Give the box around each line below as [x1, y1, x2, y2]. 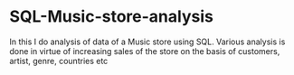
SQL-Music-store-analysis [9, 6, 214, 27]
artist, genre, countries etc [9, 55, 109, 66]
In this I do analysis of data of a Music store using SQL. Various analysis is [9, 36, 286, 47]
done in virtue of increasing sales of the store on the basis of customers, [9, 45, 280, 56]
